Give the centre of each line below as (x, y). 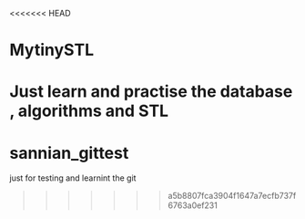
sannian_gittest (69, 153)
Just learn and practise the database (151, 92)
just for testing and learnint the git (73, 178)
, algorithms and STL (89, 111)
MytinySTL (52, 50)
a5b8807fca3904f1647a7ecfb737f (232, 196)
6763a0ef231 (193, 205)
